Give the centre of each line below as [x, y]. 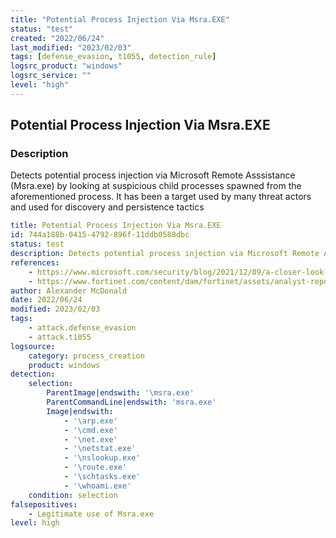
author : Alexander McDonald [69, 291]
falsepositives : [44, 504]
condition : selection [73, 495]
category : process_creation [86, 356]
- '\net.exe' [90, 439]
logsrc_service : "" [51, 76]
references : [35, 262]
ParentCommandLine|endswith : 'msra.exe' [131, 402]
